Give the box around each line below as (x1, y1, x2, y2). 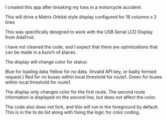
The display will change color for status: (5, 59, 88, 64)
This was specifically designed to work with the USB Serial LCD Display (5, 29, 153, 34)
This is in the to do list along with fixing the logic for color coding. (5, 109, 140, 115)
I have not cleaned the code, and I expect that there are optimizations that (5, 44, 158, 49)
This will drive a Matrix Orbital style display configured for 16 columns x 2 (5, 14, 157, 19)
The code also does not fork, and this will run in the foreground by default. (5, 104, 159, 109)
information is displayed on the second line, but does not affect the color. (5, 94, 156, 100)
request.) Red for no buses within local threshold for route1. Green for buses (5, 74, 162, 79)
